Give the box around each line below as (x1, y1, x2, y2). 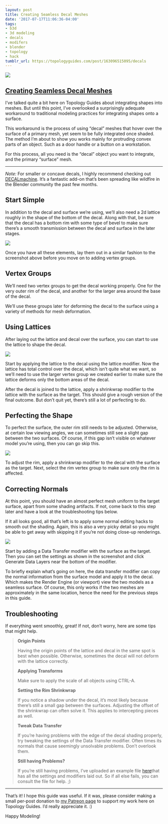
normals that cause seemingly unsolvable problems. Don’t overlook (17, 743, 156, 749)
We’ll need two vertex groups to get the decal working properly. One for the (5, 282, 161, 288)
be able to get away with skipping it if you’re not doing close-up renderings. (5, 529, 161, 535)
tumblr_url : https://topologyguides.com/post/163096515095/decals (5, 59, 146, 64)
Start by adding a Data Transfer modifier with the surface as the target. (5, 548, 151, 554)
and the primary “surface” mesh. (5, 156, 72, 163)
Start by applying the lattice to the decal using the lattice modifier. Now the (5, 360, 159, 366)
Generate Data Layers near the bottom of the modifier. (5, 559, 117, 565)
